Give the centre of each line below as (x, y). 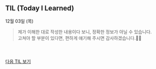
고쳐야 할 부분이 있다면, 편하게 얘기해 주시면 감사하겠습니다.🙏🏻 (80, 38)
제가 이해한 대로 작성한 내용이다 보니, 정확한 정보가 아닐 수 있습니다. (85, 32)
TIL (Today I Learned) (40, 8)
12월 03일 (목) (20, 21)
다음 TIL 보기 (18, 61)
